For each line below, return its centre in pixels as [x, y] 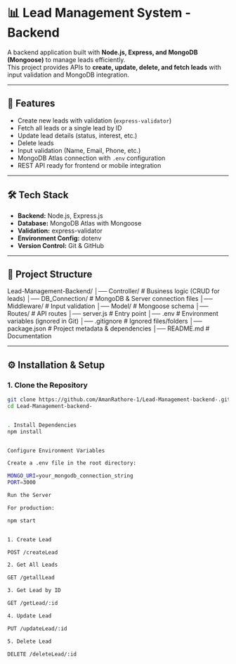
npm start [22, 521]
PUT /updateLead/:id [38, 628]
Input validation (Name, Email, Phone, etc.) [79, 150]
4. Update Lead [29, 616]
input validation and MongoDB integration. [68, 75]
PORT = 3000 [22, 483]
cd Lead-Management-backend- [50, 406]
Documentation [29, 336]
